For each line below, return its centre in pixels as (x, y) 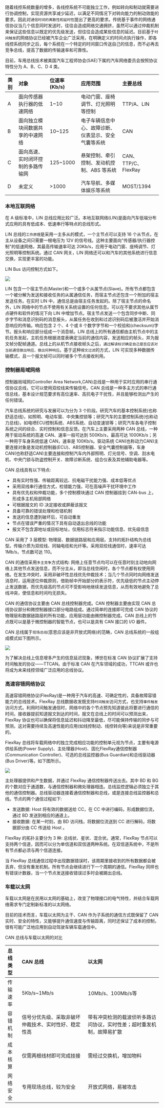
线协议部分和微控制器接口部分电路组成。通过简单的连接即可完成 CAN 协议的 (82, 609)
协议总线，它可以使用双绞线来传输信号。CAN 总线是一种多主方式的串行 (81, 388)
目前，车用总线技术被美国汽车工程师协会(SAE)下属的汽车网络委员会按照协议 (81, 60)
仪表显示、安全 (98, 135)
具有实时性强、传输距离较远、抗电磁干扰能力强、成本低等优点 (74, 480)
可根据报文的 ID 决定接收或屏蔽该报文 (50, 505)
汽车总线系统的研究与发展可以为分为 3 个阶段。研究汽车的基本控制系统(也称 (81, 410)
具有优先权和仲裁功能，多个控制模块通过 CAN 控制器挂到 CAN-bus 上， (84, 492)
